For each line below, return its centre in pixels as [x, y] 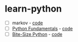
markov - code [28, 23]
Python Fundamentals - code [42, 29]
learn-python [33, 9]
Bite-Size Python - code [37, 34]
